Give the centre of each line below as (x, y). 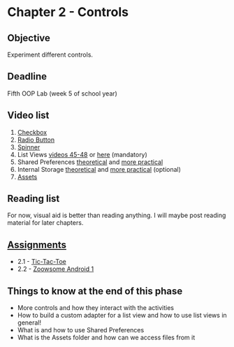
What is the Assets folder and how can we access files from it (106, 338)
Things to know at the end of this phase (95, 291)
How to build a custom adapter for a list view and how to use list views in (122, 316)
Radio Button (36, 140)
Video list (28, 116)
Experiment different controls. (50, 54)
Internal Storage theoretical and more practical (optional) (99, 169)
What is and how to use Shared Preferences (81, 330)
